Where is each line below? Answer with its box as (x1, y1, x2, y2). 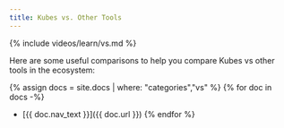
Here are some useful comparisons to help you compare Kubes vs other (9, 55, 275, 65)
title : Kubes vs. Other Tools (9, 13, 123, 22)
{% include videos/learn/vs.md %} (9, 38, 137, 48)
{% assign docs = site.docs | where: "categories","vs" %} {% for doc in (9, 81, 272, 92)
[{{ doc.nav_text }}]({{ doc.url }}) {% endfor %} (22, 108, 195, 119)
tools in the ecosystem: (9, 64, 96, 75)
